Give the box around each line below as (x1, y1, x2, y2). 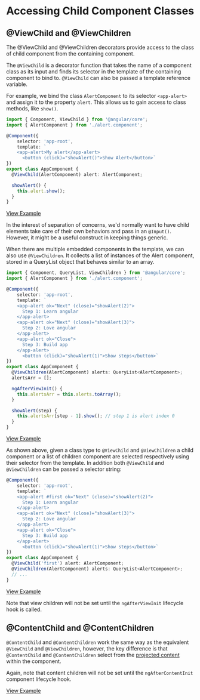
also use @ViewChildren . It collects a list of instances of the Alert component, (6, 252, 195, 259)
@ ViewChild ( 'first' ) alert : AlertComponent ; (11, 560, 124, 566)
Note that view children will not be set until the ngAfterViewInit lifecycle (6, 599, 184, 606)
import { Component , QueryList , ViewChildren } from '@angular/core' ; (6, 270, 186, 276)
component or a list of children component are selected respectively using (6, 453, 189, 460)
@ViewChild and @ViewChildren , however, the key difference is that (6, 645, 168, 652)
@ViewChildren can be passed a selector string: (6, 465, 122, 473)
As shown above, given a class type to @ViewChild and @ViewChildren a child (6, 446, 194, 454)
